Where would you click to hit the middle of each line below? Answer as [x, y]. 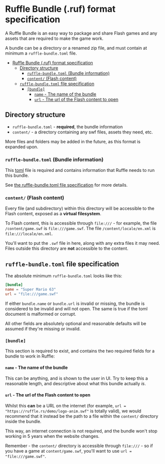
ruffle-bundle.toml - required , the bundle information [67, 127]
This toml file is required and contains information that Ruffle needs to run [80, 170]
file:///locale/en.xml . [29, 234]
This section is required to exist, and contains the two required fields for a [80, 351]
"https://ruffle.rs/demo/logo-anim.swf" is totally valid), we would [73, 411]
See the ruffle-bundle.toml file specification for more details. [66, 185]
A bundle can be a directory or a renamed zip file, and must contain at [76, 48]
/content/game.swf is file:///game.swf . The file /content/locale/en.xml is [81, 229]
